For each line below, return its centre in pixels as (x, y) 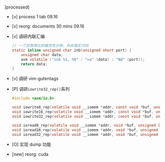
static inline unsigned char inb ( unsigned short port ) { (72, 50)
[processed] (17, 7)
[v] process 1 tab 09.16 (35, 16)
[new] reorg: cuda (30, 154)
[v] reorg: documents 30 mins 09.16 (48, 26)
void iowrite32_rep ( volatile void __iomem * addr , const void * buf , (83, 116)
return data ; (34, 64)
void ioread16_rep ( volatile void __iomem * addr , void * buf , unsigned (85, 130)
